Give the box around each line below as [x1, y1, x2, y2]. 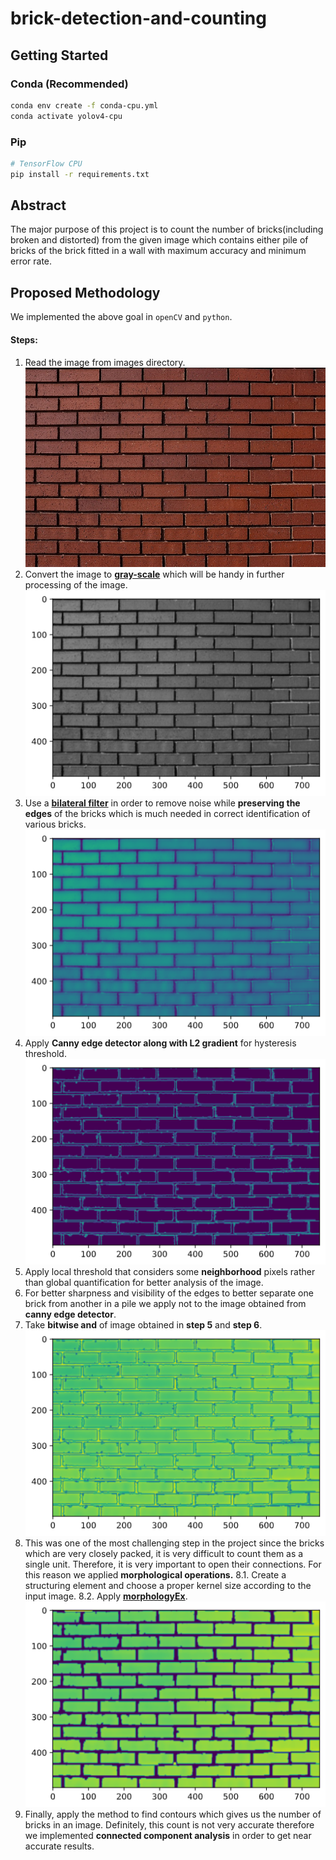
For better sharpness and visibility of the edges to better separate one [24, 1287, 314, 1299]
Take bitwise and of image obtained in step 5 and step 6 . [24, 1318, 263, 1331]
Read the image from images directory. [24, 356, 186, 368]
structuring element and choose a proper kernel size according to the [24, 1580, 312, 1592]
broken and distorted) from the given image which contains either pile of [10, 234, 309, 246]
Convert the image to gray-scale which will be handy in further [24, 568, 285, 580]
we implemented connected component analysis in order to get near [24, 1830, 312, 1842]
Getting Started [10, 47, 109, 64]
